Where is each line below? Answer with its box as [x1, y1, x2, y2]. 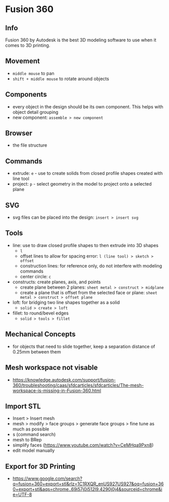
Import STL [5, 402, 41, 410]
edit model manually [12, 448, 55, 454]
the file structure [12, 142, 47, 148]
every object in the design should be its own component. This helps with [12, 103, 163, 109]
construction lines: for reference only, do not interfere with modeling [20, 263, 162, 269]
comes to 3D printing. [5, 42, 50, 48]
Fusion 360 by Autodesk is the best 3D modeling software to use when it [5, 37, 156, 43]
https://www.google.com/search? [12, 475, 82, 482]
